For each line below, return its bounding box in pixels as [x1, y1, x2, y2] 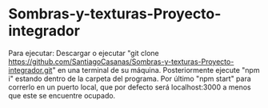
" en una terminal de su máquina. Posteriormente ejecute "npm [51, 65, 260, 74]
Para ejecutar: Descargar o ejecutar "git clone [8, 48, 160, 58]
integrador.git [8, 65, 53, 74]
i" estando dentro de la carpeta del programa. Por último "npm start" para [8, 74, 252, 83]
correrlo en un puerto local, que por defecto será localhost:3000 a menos [8, 82, 251, 92]
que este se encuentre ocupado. [8, 90, 116, 100]
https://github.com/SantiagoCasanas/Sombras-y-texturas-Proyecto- [8, 57, 234, 66]
